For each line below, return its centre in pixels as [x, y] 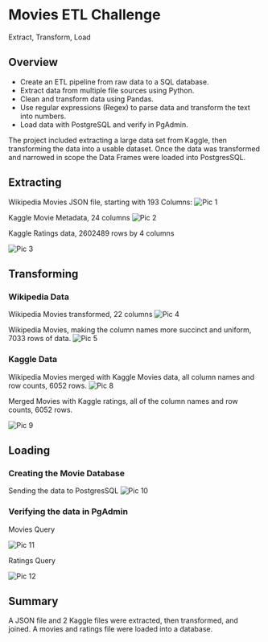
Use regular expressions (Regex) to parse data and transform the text [135, 107]
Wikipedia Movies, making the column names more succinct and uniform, [130, 330]
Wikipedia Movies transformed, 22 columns [80, 315]
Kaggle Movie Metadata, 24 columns [69, 217]
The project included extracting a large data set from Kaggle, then [118, 140]
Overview [33, 62]
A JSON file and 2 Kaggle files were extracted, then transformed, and [124, 620]
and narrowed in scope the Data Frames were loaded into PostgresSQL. [127, 157]
